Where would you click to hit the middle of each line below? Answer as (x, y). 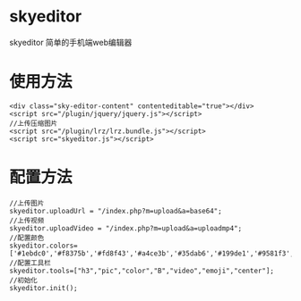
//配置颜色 (27, 238)
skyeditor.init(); (43, 288)
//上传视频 (27, 221)
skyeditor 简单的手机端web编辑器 (71, 42)
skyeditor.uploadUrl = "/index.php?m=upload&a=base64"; (116, 211)
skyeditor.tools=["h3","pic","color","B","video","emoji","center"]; (142, 271)
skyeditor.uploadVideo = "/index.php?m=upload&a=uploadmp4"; (126, 228)
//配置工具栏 (30, 263)
